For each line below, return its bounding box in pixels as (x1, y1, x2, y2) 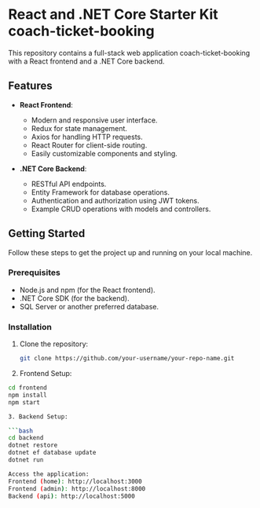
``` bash (8, 426, 34, 435)
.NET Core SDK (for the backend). (19, 293, 130, 303)
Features (8, 79, 53, 93)
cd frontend (8, 384, 47, 392)
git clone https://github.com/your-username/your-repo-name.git (19, 355, 235, 363)
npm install (8, 391, 47, 399)
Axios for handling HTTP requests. (31, 132, 143, 141)
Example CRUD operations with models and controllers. (31, 204, 211, 214)
